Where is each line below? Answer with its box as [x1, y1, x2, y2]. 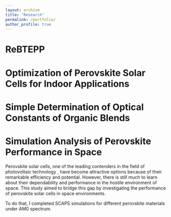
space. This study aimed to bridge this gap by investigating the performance [5, 185, 166, 191]
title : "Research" [5, 12, 44, 17]
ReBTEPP [5, 44, 45, 55]
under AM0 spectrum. [5, 205, 52, 212]
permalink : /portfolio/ [5, 17, 56, 22]
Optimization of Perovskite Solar [5, 67, 145, 79]
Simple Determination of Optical [5, 101, 144, 113]
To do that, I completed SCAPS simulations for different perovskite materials [5, 200, 165, 206]
